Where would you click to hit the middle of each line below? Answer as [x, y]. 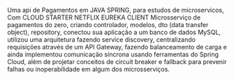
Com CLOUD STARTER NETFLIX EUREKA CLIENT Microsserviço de [104, 17]
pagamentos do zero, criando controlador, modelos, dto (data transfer [108, 25]
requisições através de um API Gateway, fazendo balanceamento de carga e [117, 47]
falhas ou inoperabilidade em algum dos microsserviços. [88, 69]
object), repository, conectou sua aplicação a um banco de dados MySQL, [114, 32]
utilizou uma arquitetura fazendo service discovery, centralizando [101, 40]
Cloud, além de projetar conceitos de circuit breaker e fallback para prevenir [117, 62]
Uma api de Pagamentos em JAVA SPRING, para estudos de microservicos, [116, 10]
